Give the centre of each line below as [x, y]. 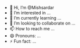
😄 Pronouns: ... [25, 36]
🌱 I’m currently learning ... [35, 18]
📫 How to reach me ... [32, 29]
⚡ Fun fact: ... [23, 41]
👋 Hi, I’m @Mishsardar [32, 8]
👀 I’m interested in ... [30, 13]
